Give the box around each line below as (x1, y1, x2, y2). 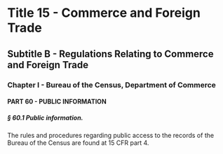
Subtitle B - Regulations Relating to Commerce (7, 48, 214, 60)
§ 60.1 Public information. (7, 113, 83, 122)
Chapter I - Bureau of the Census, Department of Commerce (7, 79, 216, 89)
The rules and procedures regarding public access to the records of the (7, 131, 215, 140)
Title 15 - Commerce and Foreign (7, 5, 201, 21)
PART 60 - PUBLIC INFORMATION (7, 97, 107, 106)
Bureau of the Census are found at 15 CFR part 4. (7, 139, 149, 147)
